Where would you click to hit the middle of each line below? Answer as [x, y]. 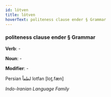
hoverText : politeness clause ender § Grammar [56, 19]
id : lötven [17, 10]
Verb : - [13, 48]
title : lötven [20, 15]
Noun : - [14, 58]
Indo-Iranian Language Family [37, 89]
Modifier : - [17, 68]
